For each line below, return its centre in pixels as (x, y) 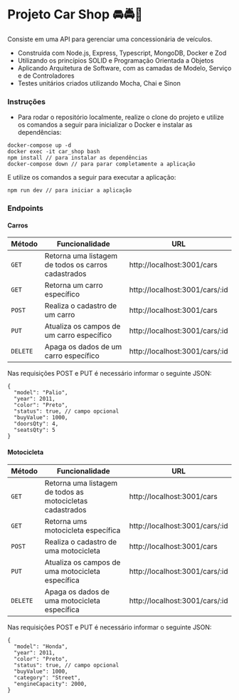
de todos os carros (76, 265)
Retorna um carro (74, 285)
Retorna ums (66, 521)
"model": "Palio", (41, 393)
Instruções (27, 101)
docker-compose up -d (39, 145)
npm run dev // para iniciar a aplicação (70, 190)
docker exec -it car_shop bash (54, 152)
